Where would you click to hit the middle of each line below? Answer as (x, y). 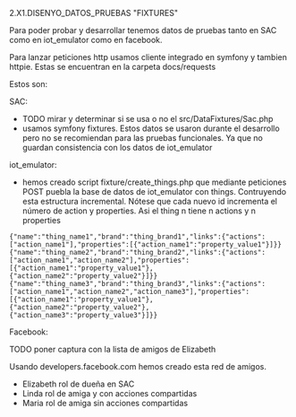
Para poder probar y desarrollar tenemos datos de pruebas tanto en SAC (143, 30)
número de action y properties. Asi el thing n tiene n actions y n (139, 211)
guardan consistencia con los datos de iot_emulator (117, 148)
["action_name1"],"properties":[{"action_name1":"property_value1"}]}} (145, 245)
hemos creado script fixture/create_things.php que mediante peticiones (154, 182)
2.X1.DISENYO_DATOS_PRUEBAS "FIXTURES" (94, 13)
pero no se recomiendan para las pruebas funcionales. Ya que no (143, 138)
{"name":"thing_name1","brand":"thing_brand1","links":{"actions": (138, 237)
